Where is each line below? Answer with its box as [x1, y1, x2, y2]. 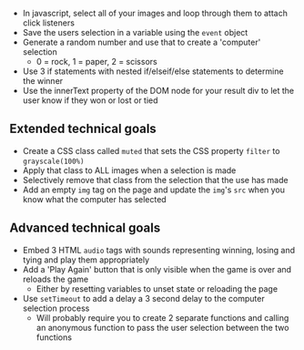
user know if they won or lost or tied [22, 95, 158, 106]
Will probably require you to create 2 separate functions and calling [35, 312, 289, 323]
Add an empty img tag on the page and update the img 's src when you [22, 184, 285, 195]
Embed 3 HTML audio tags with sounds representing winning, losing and [22, 244, 296, 255]
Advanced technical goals [9, 221, 161, 236]
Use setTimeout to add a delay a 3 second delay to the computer [22, 293, 266, 304]
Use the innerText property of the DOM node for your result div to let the [22, 86, 295, 96]
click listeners [22, 17, 76, 28]
